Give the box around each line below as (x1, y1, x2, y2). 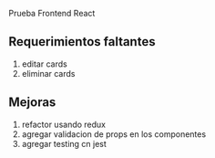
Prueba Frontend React (8, 8, 96, 18)
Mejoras (8, 95, 56, 111)
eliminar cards (21, 68, 76, 79)
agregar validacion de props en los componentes (21, 128, 207, 140)
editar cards (21, 58, 67, 69)
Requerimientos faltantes (8, 34, 156, 49)
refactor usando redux (21, 119, 107, 130)
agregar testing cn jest (21, 138, 107, 149)
